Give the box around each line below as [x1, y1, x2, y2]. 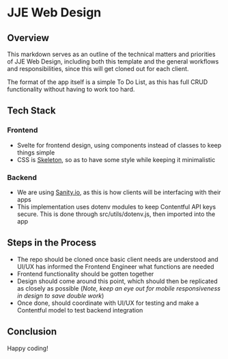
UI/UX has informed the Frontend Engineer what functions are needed [16, 262, 214, 271]
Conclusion [7, 326, 57, 338]
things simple [16, 148, 55, 157]
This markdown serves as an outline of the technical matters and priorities [7, 50, 216, 58]
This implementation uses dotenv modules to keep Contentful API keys [16, 202, 216, 211]
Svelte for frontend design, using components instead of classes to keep [16, 141, 222, 149]
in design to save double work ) [16, 291, 104, 300]
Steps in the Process [7, 237, 97, 249]
